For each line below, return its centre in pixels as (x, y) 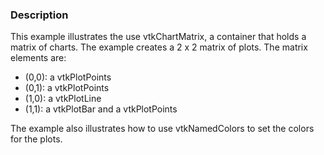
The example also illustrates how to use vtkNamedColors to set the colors (162, 129)
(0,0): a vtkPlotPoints (68, 77)
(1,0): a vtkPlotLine (63, 99)
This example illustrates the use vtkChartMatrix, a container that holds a (158, 37)
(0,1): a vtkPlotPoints (67, 88)
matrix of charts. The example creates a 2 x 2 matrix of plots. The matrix (159, 47)
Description (39, 15)
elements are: (38, 58)
